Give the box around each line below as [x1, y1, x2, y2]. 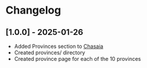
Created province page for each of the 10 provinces [14, 56, 141, 62]
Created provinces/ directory [14, 49, 86, 56]
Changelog [5, 4, 61, 17]
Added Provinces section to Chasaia [14, 43, 104, 50]
